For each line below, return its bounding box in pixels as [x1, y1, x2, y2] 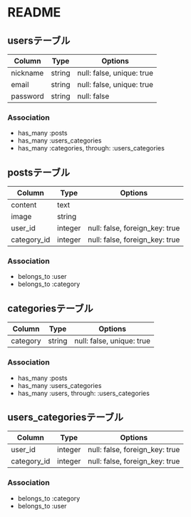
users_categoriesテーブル [7, 411, 123, 423]
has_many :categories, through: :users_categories [17, 144, 165, 153]
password [11, 91, 44, 101]
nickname [11, 68, 44, 78]
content [11, 200, 37, 210]
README [7, 4, 61, 21]
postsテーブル [7, 166, 70, 178]
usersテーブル [7, 34, 71, 46]
